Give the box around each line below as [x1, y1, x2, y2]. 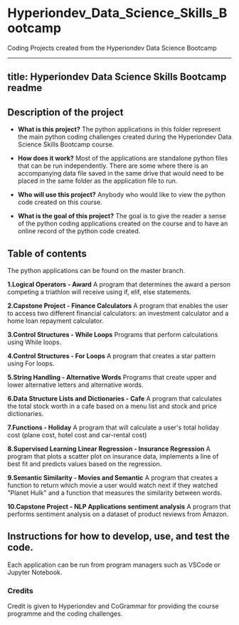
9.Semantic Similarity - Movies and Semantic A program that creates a [7, 473, 218, 481]
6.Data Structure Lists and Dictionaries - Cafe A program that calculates [7, 394, 222, 402]
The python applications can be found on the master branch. [7, 266, 186, 274]
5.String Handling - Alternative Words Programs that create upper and [7, 373, 217, 381]
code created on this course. [17, 198, 102, 207]
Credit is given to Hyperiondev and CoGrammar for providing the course [7, 602, 219, 611]
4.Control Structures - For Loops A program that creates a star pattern [7, 351, 216, 360]
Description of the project [7, 106, 124, 118]
